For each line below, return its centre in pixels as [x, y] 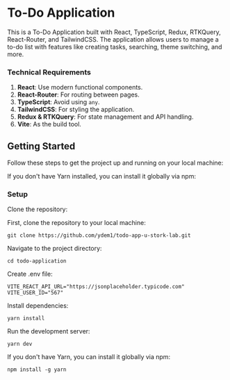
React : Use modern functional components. [80, 88]
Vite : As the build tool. [49, 124]
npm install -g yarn [37, 370]
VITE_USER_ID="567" [35, 293]
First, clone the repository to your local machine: [76, 223]
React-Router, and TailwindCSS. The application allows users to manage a [113, 39]
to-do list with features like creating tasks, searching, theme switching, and [115, 47]
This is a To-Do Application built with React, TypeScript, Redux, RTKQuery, [114, 32]
